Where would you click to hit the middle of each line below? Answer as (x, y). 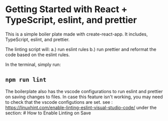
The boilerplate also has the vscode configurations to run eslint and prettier (84, 91)
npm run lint (26, 80)
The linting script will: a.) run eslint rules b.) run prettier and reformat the (81, 49)
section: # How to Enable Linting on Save (48, 113)
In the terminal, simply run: (33, 64)
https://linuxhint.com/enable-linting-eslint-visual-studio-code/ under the (81, 107)
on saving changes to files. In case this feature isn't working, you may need (84, 97)
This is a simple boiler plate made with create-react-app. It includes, (77, 34)
